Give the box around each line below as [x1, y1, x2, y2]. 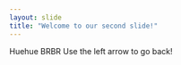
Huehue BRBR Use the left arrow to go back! [9, 45, 173, 56]
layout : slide [9, 12, 63, 22]
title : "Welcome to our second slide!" [9, 21, 159, 30]
